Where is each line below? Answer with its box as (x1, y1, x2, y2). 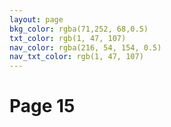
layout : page (9, 14, 64, 25)
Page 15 (9, 95, 76, 118)
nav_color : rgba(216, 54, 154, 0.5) (9, 42, 162, 53)
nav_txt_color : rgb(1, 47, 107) (9, 52, 144, 62)
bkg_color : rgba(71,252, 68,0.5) (9, 24, 149, 34)
